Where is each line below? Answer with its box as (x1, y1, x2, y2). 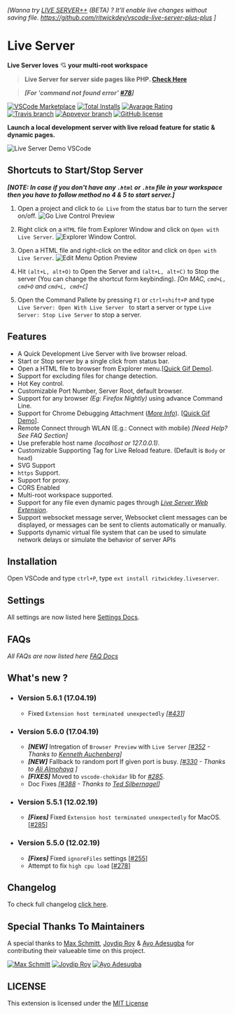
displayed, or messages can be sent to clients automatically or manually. (17, 520, 227, 529)
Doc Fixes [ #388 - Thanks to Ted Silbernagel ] (27, 779, 161, 788)
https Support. (17, 468, 61, 477)
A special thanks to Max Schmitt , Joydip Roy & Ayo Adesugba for (7, 939, 194, 947)
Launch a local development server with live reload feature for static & (7, 123, 215, 132)
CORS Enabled (17, 483, 60, 492)
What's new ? (7, 672, 69, 684)
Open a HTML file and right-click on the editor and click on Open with (17, 246, 217, 254)
